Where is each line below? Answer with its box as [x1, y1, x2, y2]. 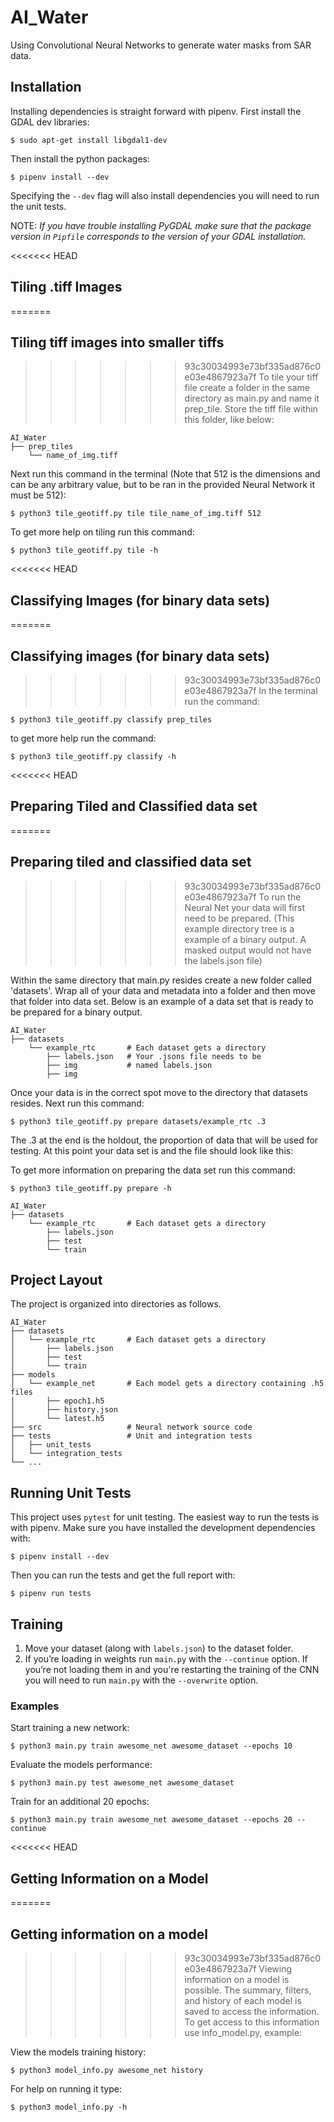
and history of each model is [184, 1994, 302, 2006]
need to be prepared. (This [184, 912, 295, 924]
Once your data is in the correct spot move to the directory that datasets [10, 1086, 308, 1098]
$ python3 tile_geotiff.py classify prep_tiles [10, 715, 213, 725]
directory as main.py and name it [184, 392, 320, 405]
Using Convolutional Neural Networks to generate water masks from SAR [10, 39, 312, 51]
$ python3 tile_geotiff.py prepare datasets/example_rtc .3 [10, 1116, 267, 1126]
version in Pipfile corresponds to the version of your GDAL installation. [10, 230, 307, 242]
